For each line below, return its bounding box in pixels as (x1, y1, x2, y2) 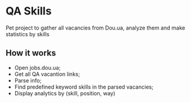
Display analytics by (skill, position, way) (14, 89, 115, 97)
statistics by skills (5, 30, 50, 37)
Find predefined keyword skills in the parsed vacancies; (14, 83, 154, 90)
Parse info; (14, 76, 42, 84)
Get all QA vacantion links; (14, 70, 80, 78)
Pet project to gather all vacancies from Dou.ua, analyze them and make (5, 24, 186, 31)
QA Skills (5, 4, 52, 18)
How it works (5, 48, 56, 58)
